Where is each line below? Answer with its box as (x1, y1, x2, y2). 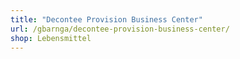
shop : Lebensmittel (10, 33, 92, 43)
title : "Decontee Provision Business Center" (10, 14, 203, 25)
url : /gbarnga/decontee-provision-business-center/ (10, 24, 230, 34)
